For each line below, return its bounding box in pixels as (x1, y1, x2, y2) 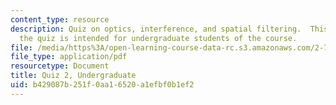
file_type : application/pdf (10, 52, 128, 62)
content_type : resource (10, 14, 110, 25)
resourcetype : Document (10, 61, 110, 71)
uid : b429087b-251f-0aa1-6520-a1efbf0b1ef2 (10, 80, 195, 90)
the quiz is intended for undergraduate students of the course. (19, 33, 298, 43)
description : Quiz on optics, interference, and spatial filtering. (10, 24, 302, 34)
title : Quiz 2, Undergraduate (10, 71, 137, 81)
